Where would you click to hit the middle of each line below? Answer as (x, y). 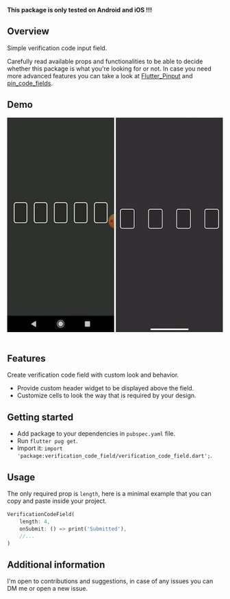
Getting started (40, 417)
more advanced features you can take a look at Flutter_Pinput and (100, 75)
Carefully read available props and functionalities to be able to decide (105, 61)
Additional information (56, 564)
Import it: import (40, 448)
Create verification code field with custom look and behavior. (93, 375)
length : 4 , (35, 521)
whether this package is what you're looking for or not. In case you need (110, 69)
